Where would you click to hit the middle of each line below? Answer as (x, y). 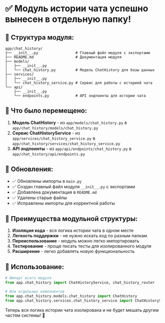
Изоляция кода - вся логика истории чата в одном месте (73, 230)
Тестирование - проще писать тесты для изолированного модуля (82, 246)
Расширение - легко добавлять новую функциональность (73, 251)
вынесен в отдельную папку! (68, 19)
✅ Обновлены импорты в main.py (47, 181)
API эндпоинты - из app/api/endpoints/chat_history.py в (72, 149)
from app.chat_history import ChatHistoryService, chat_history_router (80, 283)
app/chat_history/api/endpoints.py (49, 154)
